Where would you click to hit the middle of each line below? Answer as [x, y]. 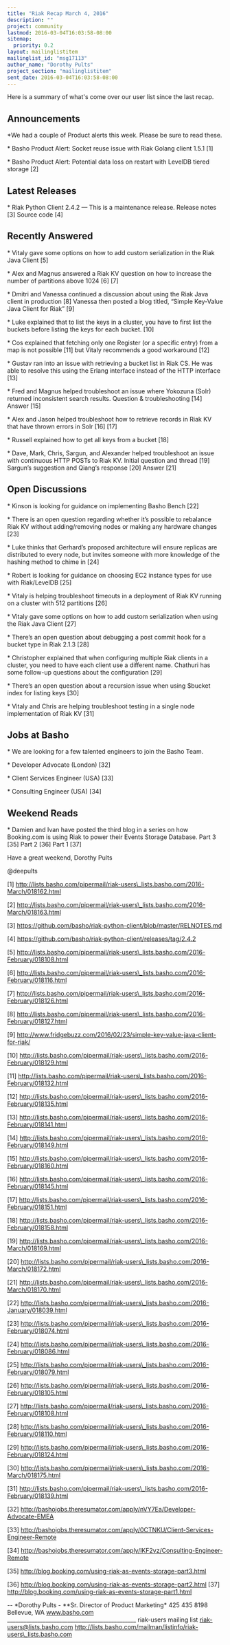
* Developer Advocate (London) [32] [59, 765]
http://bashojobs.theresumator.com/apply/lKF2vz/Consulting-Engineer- [122, 1551]
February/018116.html [37, 980]
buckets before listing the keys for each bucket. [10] [81, 329]
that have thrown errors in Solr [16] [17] [62, 426]
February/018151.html [37, 1207]
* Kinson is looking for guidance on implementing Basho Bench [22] [103, 505]
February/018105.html [38, 1393]
